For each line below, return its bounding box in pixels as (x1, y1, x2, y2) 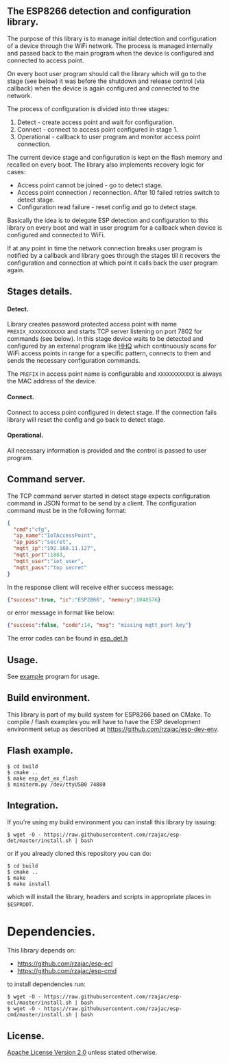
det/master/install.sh (7, 837, 72, 844)
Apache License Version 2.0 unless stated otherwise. (7, 1049, 158, 1057)
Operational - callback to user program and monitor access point (16, 132, 201, 141)
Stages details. (7, 286, 73, 298)
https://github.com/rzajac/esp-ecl (16, 959, 113, 968)
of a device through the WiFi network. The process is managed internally (7, 41, 213, 50)
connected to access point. (7, 56, 84, 64)
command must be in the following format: (7, 506, 127, 514)
